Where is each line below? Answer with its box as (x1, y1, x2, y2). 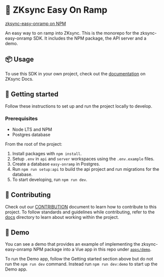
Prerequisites (5, 115, 38, 122)
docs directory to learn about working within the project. (5, 214, 119, 220)
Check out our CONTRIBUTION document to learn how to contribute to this (5, 204, 157, 209)
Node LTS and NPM (12, 126, 53, 132)
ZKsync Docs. (5, 76, 33, 82)
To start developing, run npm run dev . (12, 176, 87, 183)
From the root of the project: (5, 141, 62, 147)
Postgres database (12, 132, 51, 138)
